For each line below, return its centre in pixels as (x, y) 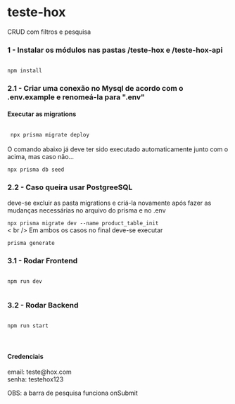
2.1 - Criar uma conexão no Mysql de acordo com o (95, 89)
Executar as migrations (42, 114)
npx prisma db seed (36, 170)
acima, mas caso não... (41, 157)
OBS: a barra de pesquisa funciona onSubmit (73, 393)
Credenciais (25, 356)
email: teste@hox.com (39, 372)
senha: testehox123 (36, 379)
